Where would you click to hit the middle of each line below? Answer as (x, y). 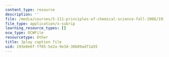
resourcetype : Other (27, 38)
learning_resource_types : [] (36, 28)
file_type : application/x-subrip (40, 24)
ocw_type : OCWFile (24, 33)
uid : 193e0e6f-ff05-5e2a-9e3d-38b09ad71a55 (52, 47)
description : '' (22, 14)
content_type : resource (30, 10)
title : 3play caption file (33, 42)
